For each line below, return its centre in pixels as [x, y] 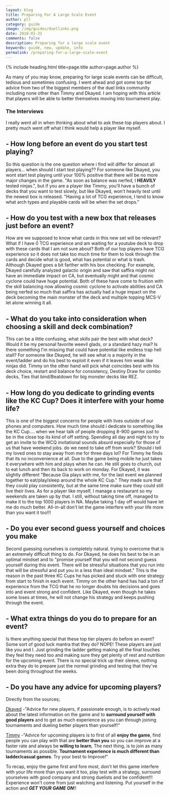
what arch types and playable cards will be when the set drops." [73, 202]
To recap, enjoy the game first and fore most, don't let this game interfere [82, 767]
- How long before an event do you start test [77, 144]
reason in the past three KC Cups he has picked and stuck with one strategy [85, 576]
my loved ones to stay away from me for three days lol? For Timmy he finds [84, 453]
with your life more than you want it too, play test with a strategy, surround [83, 772]
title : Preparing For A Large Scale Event [51, 15]
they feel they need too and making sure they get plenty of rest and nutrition [85, 655]
